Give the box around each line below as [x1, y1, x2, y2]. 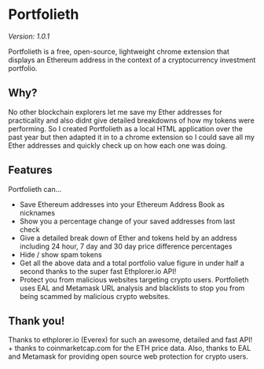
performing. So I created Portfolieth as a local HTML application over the [8, 124, 244, 133]
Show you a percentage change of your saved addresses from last [19, 216, 236, 226]
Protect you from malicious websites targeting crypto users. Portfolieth [19, 275, 249, 284]
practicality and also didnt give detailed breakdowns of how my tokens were [8, 116, 255, 125]
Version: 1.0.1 [8, 31, 50, 41]
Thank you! [8, 314, 65, 327]
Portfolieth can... [8, 184, 62, 194]
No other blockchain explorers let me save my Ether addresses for [8, 107, 222, 116]
